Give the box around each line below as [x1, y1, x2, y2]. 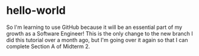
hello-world [6, 4, 66, 17]
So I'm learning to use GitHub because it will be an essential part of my [6, 23, 183, 31]
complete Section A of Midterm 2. [6, 43, 90, 50]
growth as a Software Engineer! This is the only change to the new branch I [6, 30, 193, 37]
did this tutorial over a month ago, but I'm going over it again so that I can [6, 36, 188, 43]
